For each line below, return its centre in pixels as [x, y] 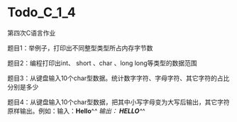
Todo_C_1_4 [42, 12]
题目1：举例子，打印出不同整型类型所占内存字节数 [80, 48]
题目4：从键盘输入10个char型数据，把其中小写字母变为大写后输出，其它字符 [118, 102]
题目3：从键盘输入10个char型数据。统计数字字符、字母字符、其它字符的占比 [118, 78]
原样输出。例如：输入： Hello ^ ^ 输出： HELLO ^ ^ [76, 111]
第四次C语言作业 [32, 33]
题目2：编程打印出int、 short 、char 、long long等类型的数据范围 [102, 63]
